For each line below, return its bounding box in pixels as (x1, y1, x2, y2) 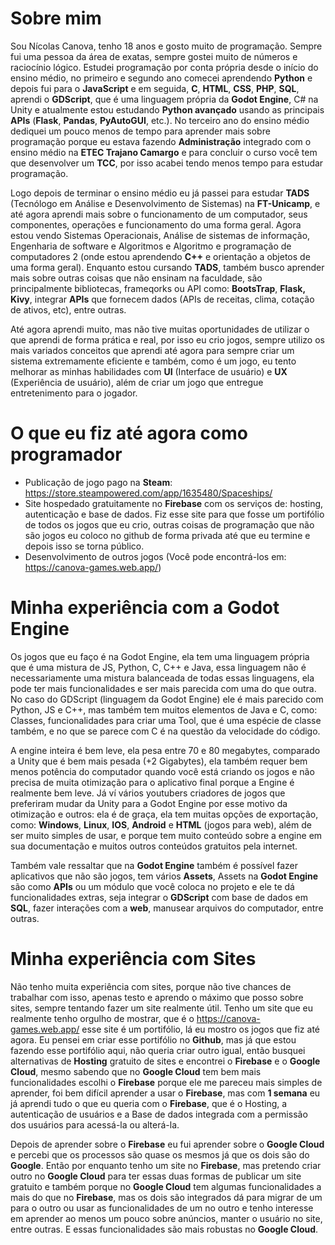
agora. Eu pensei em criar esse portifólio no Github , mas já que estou (10, 1033, 297, 1046)
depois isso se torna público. (24, 540, 145, 552)
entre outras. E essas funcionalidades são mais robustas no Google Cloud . (10, 1223, 319, 1235)
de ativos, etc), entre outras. (10, 303, 127, 316)
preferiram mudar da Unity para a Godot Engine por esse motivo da (10, 797, 288, 809)
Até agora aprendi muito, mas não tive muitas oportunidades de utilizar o (10, 323, 310, 335)
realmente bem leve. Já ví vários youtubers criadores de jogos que (10, 787, 286, 799)
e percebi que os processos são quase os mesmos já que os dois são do (10, 1148, 310, 1161)
